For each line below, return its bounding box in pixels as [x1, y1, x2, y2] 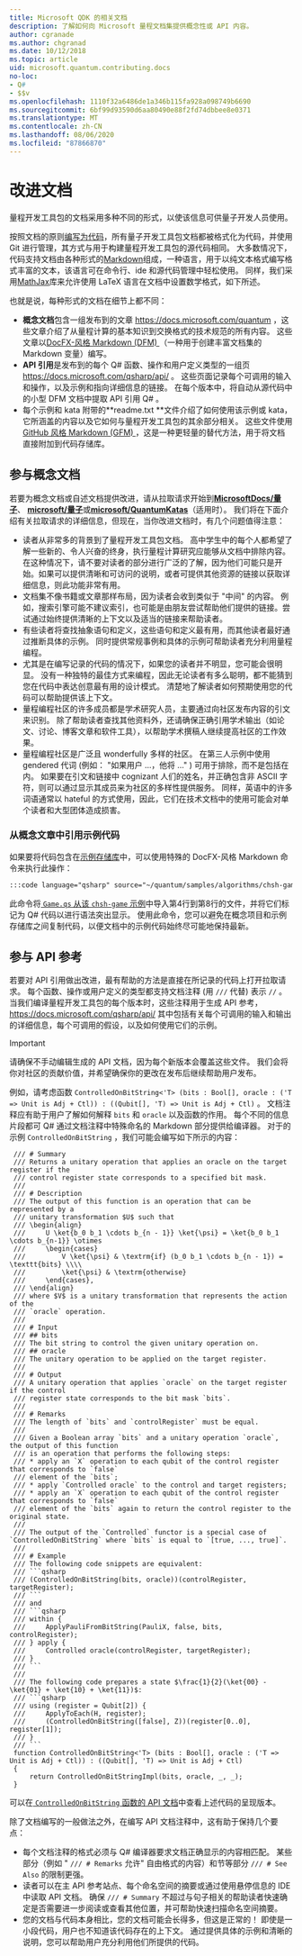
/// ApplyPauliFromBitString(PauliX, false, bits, [13, 1623, 223, 1632]
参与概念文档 [9, 467, 81, 483]
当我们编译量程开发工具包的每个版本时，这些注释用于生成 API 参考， [9, 997, 263, 1009]
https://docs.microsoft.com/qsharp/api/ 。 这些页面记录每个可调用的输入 [22, 370, 292, 381]
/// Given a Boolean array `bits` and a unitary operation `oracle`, [13, 1434, 280, 1443]
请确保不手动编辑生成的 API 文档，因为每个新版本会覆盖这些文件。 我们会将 [9, 1056, 289, 1067]
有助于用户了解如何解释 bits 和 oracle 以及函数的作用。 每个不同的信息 [24, 1109, 289, 1120]
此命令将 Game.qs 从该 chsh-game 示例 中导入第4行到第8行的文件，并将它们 [9, 898, 282, 909]
